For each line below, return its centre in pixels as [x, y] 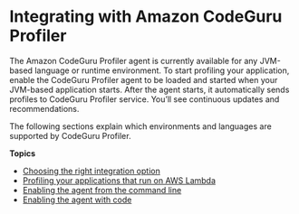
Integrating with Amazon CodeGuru [146, 17]
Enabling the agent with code [77, 200]
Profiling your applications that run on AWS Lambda [119, 180]
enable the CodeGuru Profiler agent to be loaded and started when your [144, 79]
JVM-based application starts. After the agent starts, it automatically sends [149, 89]
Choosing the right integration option [91, 171]
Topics [23, 153]
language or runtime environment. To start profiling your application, [162, 70]
